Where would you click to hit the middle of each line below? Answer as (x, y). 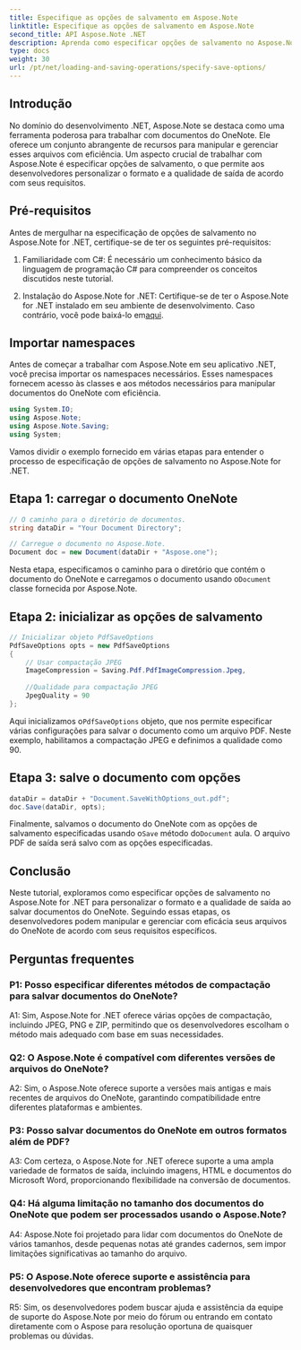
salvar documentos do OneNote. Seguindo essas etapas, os (120, 912)
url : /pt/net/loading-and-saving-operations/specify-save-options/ (138, 68)
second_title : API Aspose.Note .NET (77, 34)
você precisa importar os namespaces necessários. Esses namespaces (141, 374)
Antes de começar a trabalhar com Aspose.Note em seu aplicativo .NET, (142, 365)
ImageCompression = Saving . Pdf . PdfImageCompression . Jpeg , (136, 671)
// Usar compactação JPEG (74, 662)
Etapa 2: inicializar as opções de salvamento (136, 616)
